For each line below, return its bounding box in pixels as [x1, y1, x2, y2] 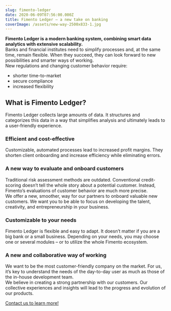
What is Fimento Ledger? [5, 98, 87, 107]
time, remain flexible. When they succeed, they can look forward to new [5, 52, 156, 58]
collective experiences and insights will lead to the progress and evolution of [5, 285, 166, 291]
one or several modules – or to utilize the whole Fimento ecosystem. [5, 239, 149, 245]
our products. [5, 290, 34, 296]
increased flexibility [12, 84, 54, 90]
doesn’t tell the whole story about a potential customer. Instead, [22, 182, 156, 188]
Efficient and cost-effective [5, 135, 75, 142]
